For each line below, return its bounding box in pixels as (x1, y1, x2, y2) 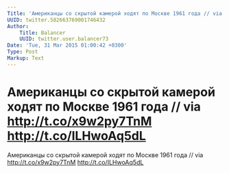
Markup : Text (7, 55, 45, 62)
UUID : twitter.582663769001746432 (7, 16, 106, 23)
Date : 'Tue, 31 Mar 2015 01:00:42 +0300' (7, 42, 128, 49)
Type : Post (7, 49, 38, 56)
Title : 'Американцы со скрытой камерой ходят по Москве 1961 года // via (7, 10, 223, 17)
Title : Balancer (19, 29, 67, 36)
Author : (7, 23, 29, 30)
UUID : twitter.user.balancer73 (19, 36, 109, 43)
